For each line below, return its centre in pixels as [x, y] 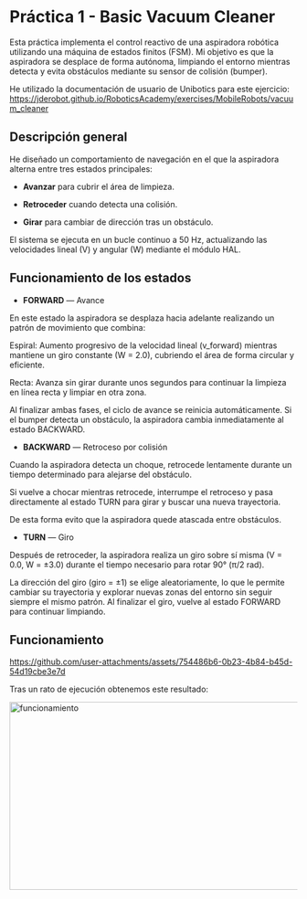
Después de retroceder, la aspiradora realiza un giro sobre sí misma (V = [146, 555]
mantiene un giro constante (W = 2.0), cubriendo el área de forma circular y [152, 354]
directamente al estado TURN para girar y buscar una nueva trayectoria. [145, 502]
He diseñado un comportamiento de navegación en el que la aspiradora [144, 159]
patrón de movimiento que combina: [78, 327]
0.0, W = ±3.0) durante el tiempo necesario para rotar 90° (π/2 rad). [137, 565]
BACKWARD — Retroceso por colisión [95, 447]
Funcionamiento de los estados [101, 278]
